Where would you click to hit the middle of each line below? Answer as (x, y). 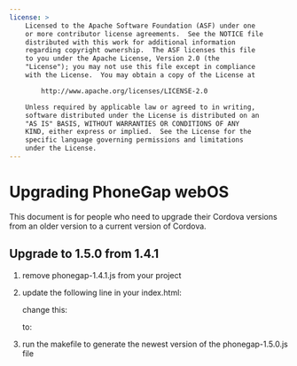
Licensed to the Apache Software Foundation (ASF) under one (140, 26)
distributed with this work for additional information (131, 42)
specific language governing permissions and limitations (134, 140)
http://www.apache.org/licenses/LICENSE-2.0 (125, 91)
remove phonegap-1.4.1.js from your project (102, 275)
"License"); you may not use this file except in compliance (140, 67)
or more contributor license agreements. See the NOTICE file (145, 34)
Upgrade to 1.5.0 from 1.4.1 (84, 254)
